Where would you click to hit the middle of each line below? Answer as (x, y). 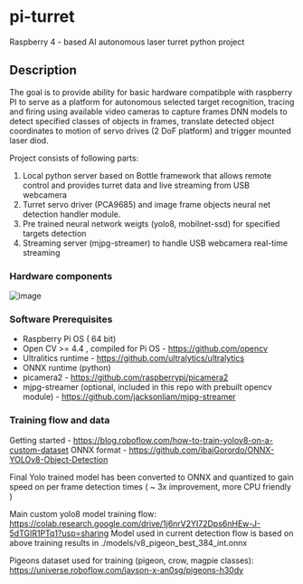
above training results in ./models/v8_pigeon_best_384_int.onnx (128, 542)
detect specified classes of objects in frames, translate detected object (142, 121)
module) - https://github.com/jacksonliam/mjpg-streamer (129, 397)
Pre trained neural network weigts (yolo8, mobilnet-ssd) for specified (151, 223)
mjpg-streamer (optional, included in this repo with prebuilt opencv (147, 387)
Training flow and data (60, 421)
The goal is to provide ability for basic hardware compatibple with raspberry (151, 92)
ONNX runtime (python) (66, 368)
